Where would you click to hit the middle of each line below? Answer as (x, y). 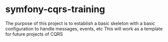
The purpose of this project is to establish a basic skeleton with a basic (80, 23)
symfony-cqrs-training (55, 9)
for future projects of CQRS (34, 34)
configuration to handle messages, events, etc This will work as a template (84, 28)
